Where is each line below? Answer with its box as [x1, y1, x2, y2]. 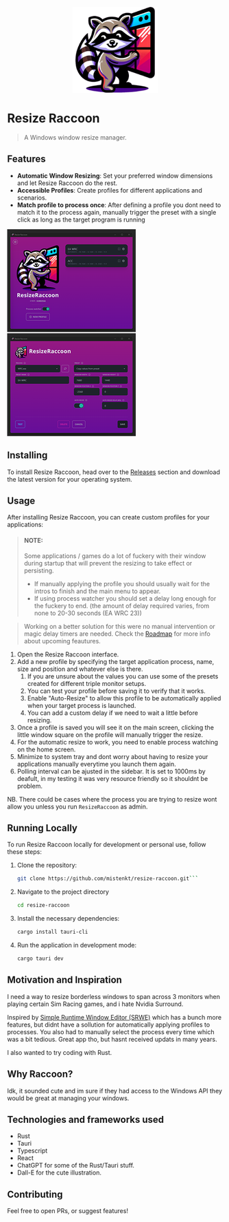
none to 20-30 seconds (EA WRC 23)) [34, 609, 143, 617]
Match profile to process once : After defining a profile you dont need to [16, 200, 221, 209]
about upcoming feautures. [23, 636, 101, 645]
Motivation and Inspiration [7, 974, 122, 986]
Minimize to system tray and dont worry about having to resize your [16, 752, 208, 760]
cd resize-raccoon [16, 902, 70, 909]
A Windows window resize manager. [23, 133, 127, 141]
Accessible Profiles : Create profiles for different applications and [16, 186, 202, 194]
